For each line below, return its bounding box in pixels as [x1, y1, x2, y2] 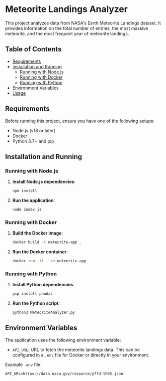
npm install [12, 189, 37, 193]
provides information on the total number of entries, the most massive [5, 25, 148, 31]
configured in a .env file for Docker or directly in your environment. [12, 352, 150, 358]
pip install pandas [12, 291, 53, 296]
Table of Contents [5, 45, 62, 53]
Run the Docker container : [12, 249, 68, 255]
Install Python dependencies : [12, 282, 75, 288]
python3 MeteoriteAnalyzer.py [12, 310, 76, 315]
